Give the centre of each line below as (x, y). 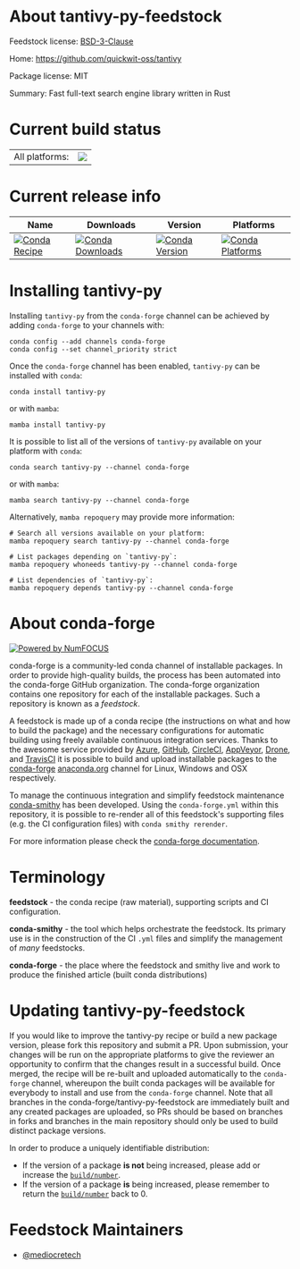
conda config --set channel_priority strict (93, 349)
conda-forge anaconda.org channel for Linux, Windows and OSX (129, 768)
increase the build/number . (71, 1174)
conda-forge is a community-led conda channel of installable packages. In (146, 665)
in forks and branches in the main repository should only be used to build (144, 1121)
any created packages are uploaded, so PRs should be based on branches (146, 1112)
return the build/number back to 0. (85, 1193)
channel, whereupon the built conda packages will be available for (153, 1083)
